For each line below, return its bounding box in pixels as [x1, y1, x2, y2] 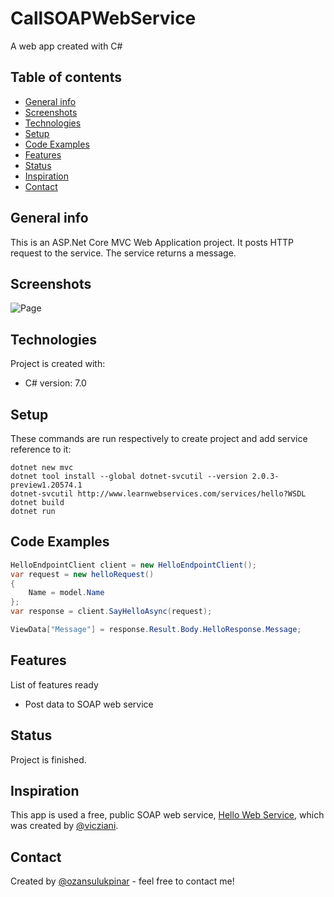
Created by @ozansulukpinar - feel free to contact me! [10, 875, 235, 887]
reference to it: [10, 443, 72, 455]
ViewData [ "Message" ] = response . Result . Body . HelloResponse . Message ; [10, 625, 302, 635]
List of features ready [10, 678, 99, 691]
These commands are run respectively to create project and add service [10, 433, 308, 444]
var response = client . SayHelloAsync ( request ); [10, 607, 213, 617]
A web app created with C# [10, 40, 123, 52]
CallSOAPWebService [10, 7, 197, 30]
